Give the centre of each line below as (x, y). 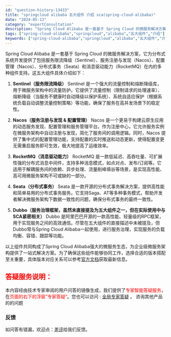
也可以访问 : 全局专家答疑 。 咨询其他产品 (119, 296)
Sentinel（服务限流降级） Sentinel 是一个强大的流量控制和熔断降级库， (87, 83)
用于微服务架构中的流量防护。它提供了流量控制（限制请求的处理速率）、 (87, 90)
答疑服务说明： (29, 277)
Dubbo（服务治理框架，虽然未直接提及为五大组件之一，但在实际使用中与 (89, 210)
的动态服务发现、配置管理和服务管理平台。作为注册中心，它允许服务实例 (88, 126)
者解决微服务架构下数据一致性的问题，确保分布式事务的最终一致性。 (84, 199)
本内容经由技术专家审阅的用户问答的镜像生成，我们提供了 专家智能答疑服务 (83, 290)
